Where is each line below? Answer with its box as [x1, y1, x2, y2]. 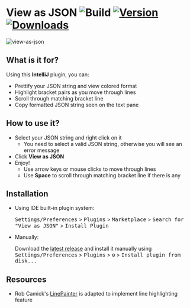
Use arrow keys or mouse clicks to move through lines [23, 166, 156, 173]
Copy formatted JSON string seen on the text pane [14, 101, 139, 108]
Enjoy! [14, 159, 30, 166]
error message [23, 147, 60, 154]
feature [14, 296, 33, 304]
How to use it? [6, 118, 60, 128]
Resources [6, 274, 47, 284]
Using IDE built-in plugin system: [14, 205, 95, 212]
